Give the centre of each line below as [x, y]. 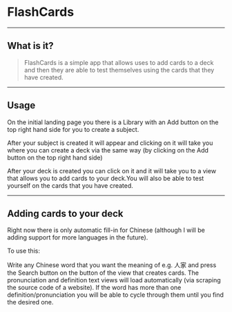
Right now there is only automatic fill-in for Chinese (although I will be [106, 230]
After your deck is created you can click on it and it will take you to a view [112, 170]
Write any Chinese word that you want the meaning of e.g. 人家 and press [112, 265]
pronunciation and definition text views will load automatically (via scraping [114, 280]
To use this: [23, 251]
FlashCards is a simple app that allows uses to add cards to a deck [119, 62]
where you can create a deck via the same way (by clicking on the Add [108, 150]
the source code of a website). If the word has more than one [94, 288]
